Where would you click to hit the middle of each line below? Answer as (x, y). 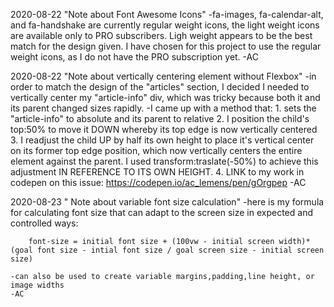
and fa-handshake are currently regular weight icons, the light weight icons (165, 25)
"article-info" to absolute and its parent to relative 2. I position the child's (160, 118)
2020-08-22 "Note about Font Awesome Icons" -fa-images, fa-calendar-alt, (167, 14)
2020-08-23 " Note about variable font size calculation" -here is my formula (167, 202)
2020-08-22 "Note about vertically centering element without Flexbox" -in (163, 76)
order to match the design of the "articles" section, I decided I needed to (160, 87)
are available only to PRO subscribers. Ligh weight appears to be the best (161, 35)
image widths (37, 285)
